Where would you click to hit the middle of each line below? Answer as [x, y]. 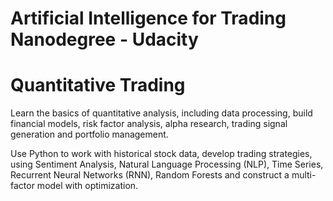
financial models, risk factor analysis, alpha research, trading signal [149, 124]
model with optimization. [87, 186]
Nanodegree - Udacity [104, 39]
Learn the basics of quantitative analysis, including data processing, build [161, 113]
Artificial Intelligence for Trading [148, 18]
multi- [304, 175]
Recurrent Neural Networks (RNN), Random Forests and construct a [150, 175]
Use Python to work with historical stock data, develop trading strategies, [161, 154]
